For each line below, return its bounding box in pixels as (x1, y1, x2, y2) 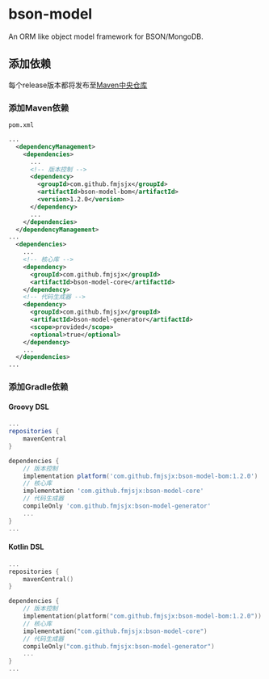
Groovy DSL (8, 402, 50, 411)
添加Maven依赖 (8, 102, 69, 113)
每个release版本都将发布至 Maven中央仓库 (8, 80, 148, 90)
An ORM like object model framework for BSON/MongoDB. (8, 32, 204, 41)
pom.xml (8, 121, 35, 129)
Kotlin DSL (8, 542, 44, 552)
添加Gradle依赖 (8, 382, 69, 393)
